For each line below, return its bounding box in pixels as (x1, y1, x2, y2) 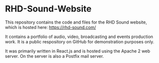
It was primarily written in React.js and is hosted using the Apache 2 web (5, 48, 150, 54)
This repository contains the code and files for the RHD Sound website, (5, 19, 147, 25)
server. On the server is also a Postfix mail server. (5, 53, 104, 59)
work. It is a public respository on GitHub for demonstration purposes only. (5, 38, 154, 44)
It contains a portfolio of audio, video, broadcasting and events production (5, 34, 154, 39)
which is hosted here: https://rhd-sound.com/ (5, 24, 96, 30)
